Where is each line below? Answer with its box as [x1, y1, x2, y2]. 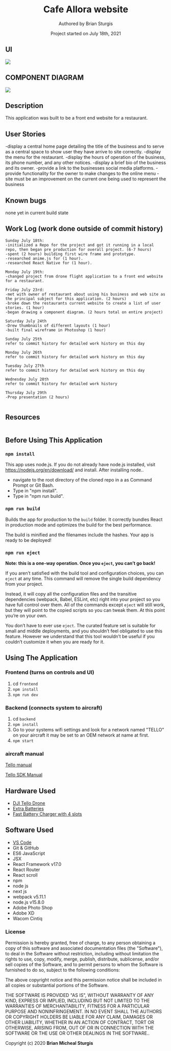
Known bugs [5, 196, 47, 205]
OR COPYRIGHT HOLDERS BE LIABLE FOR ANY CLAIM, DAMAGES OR [5, 1014, 153, 1020]
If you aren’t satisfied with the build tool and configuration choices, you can [5, 570, 164, 576]
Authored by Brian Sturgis [58, 20, 113, 27]
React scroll [12, 872, 38, 878]
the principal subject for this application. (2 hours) [5, 296, 127, 301]
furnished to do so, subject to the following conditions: [5, 967, 120, 973]
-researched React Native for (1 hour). [5, 260, 93, 265]
